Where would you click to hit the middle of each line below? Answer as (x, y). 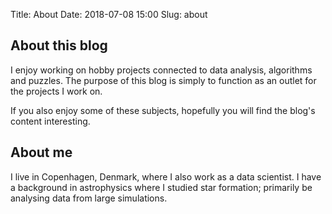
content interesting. (50, 121)
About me (41, 152)
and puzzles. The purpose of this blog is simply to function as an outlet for (163, 80)
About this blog (59, 45)
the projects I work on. (56, 91)
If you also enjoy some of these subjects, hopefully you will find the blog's (163, 110)
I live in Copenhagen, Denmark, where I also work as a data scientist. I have (166, 176)
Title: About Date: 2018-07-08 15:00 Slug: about (109, 14)
